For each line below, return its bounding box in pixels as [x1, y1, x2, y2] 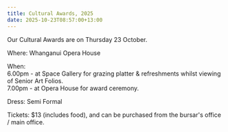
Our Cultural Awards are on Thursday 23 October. [7, 35, 148, 43]
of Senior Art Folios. [7, 76, 64, 85]
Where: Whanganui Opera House [7, 49, 101, 57]
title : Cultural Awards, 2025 [7, 10, 94, 17]
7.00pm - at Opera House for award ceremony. [7, 84, 139, 92]
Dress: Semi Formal [7, 97, 62, 105]
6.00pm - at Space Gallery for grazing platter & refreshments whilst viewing [7, 69, 221, 78]
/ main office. [7, 118, 45, 126]
